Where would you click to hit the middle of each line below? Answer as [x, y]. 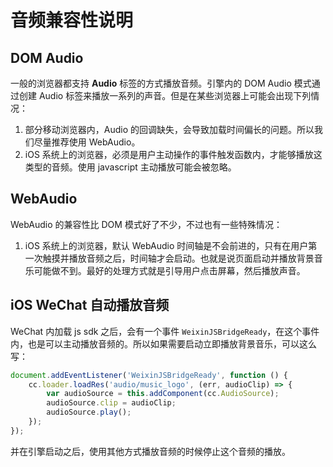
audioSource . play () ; [89, 412]
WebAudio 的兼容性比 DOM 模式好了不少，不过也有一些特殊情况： [146, 224]
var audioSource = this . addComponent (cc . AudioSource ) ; [163, 394]
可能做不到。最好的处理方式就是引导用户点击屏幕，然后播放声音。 [169, 270]
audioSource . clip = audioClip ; [111, 403]
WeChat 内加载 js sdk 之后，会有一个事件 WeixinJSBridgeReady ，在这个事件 [165, 331]
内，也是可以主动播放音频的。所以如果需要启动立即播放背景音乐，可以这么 [163, 343]
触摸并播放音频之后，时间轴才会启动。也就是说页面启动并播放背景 [178, 258]
